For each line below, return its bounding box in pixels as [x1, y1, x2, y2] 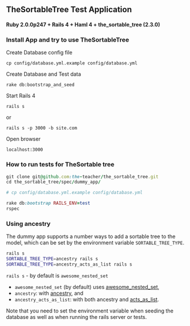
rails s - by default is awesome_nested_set [6, 272, 108, 279]
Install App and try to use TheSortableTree [6, 35, 130, 43]
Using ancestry [6, 219, 51, 227]
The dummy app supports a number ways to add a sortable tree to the [6, 233, 176, 240]
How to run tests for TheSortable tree [6, 161, 115, 169]
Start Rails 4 [6, 92, 36, 99]
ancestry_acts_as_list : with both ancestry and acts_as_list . [14, 296, 160, 303]
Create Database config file [6, 49, 73, 56]
